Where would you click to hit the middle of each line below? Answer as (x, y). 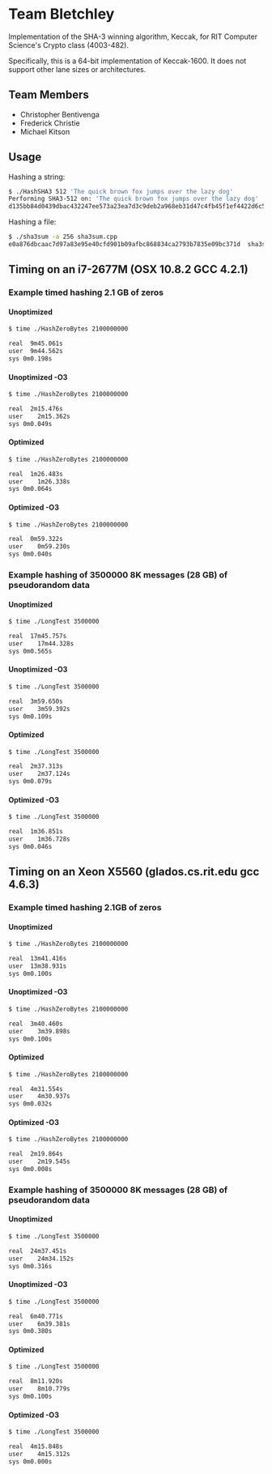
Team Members (49, 95)
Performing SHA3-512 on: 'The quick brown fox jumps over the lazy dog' (134, 199)
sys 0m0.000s (30, 1461)
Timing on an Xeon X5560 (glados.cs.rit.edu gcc (134, 872)
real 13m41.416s (38, 959)
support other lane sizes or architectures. (77, 69)
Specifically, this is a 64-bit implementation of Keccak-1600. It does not (127, 61)
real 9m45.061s (36, 344)
